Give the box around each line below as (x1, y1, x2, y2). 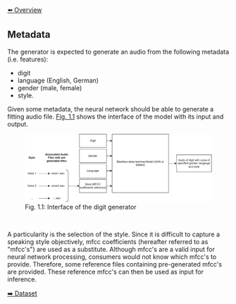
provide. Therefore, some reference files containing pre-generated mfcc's (7, 260, 223, 269)
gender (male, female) (17, 83, 82, 92)
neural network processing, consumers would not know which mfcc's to (7, 253, 217, 261)
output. (7, 119, 28, 128)
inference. (7, 275, 37, 284)
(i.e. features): (7, 55, 49, 63)
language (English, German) (17, 76, 99, 85)
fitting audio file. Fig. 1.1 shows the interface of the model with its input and (7, 112, 224, 121)
